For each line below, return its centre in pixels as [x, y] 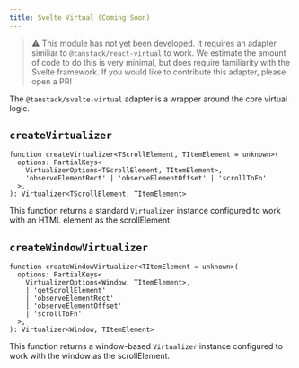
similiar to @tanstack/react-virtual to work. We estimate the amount [158, 53]
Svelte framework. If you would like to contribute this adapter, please [158, 72]
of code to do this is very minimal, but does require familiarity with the [160, 62]
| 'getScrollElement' [66, 291]
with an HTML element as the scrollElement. [91, 220]
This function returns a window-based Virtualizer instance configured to [146, 346]
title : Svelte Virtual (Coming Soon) [80, 18]
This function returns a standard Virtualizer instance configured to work [145, 211]
